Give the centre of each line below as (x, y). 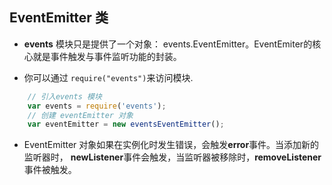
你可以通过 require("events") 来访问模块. (108, 77)
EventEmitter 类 (59, 18)
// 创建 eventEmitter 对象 (80, 115)
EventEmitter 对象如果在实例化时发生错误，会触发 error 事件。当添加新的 (171, 145)
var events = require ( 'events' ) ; (97, 106)
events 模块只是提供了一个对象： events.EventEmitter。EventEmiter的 (168, 44)
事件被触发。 (50, 170)
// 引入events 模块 (64, 96)
